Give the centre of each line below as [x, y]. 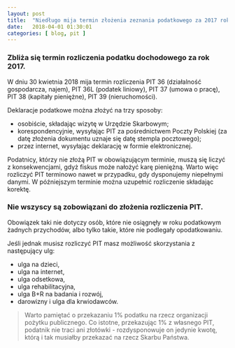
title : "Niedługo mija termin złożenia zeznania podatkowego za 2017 [112, 20]
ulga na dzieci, [38, 264]
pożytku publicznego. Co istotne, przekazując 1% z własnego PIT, [119, 322]
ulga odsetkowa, [41, 279]
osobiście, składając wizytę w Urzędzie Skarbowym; [93, 124]
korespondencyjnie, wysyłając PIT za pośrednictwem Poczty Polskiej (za [122, 131]
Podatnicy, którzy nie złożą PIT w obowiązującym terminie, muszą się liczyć [116, 159]
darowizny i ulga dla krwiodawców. [68, 301]
